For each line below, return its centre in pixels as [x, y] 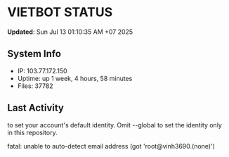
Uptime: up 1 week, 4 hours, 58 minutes [75, 78]
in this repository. [32, 132]
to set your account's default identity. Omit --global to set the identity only [115, 125]
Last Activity [36, 108]
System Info [34, 54]
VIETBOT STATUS [60, 12]
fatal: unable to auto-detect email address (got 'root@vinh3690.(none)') [111, 146]
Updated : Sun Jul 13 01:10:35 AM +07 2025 [70, 32]
